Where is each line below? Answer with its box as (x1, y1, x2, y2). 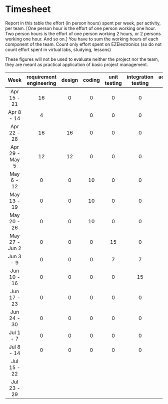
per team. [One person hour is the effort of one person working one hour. (5, 25, 156, 31)
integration (126, 73, 154, 80)
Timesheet (5, 3, 51, 15)
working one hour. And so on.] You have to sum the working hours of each (5, 36, 158, 42)
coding (82, 76, 100, 83)
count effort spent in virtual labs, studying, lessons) (5, 46, 111, 52)
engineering (26, 79, 56, 86)
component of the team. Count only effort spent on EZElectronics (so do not (5, 41, 162, 47)
